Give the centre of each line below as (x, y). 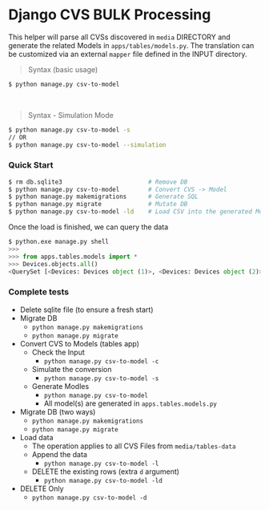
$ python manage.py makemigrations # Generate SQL (103, 197)
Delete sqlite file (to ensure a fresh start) (86, 310)
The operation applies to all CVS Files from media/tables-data (134, 446)
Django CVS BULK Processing (110, 15)
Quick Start (31, 165)
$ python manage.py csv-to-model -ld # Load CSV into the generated (130, 212)
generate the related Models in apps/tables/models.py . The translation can (131, 45)
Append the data (60, 454)
